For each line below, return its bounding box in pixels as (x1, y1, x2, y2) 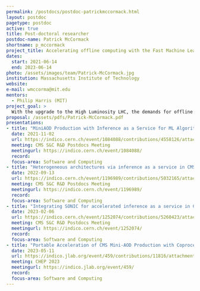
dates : (6, 53, 23, 59)
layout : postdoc (6, 14, 46, 20)
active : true (6, 25, 39, 32)
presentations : (6, 120, 44, 126)
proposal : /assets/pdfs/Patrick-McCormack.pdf (6, 114, 124, 120)
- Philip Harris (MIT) (11, 97, 68, 103)
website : (6, 81, 28, 87)
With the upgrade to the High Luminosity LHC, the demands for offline (11, 109, 193, 115)
